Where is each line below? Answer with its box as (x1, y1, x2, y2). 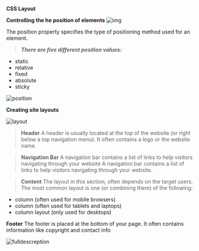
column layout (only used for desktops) (14, 209, 112, 216)
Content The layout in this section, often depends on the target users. (20, 178, 193, 185)
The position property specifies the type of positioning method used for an (6, 28, 190, 35)
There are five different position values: (20, 46, 123, 53)
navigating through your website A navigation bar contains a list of (20, 160, 185, 167)
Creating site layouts (6, 106, 59, 113)
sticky (14, 83, 30, 90)
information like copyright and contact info (6, 226, 111, 234)
